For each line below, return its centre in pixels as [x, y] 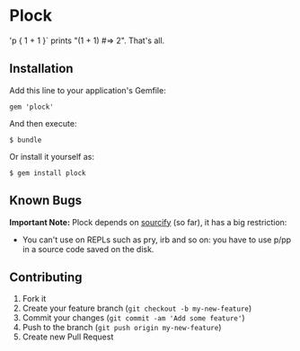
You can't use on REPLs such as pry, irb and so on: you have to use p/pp [157, 240]
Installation [41, 69]
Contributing [46, 277]
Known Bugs [46, 201]
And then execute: [43, 123]
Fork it [34, 299]
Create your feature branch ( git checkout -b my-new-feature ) [137, 308]
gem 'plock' [31, 107]
